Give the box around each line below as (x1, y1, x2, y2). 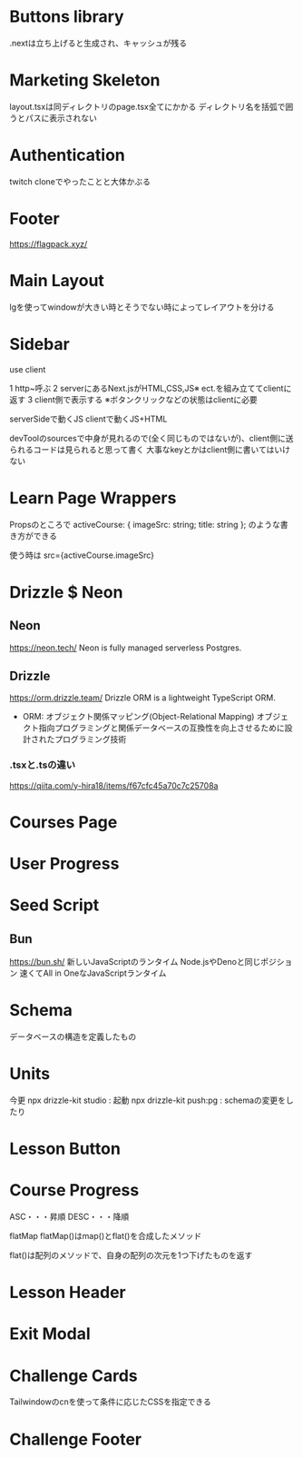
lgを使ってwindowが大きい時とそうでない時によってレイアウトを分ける (9, 302, 275, 312)
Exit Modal (9, 1324, 91, 1344)
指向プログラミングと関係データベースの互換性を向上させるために (38, 722, 286, 733)
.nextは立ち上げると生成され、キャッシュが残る (9, 37, 188, 48)
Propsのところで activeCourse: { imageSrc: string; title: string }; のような (9, 519, 281, 530)
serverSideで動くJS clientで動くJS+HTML (9, 413, 168, 424)
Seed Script (9, 895, 100, 916)
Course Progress (9, 1180, 140, 1201)
